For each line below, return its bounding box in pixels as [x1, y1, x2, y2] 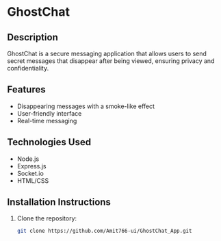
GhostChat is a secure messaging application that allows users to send [7, 49, 207, 58]
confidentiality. [7, 64, 49, 72]
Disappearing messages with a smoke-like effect [16, 102, 155, 110]
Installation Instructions [7, 196, 112, 208]
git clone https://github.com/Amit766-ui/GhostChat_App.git [16, 227, 192, 235]
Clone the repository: [16, 214, 77, 223]
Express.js [16, 162, 47, 170]
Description [7, 31, 58, 43]
